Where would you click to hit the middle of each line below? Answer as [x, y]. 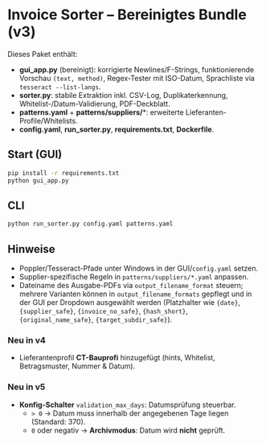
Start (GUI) [35, 154]
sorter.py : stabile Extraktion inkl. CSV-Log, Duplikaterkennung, [123, 95]
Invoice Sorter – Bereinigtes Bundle [127, 15]
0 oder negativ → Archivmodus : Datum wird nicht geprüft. [128, 430]
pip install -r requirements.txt [63, 173]
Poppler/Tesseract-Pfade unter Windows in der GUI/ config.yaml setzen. [139, 268]
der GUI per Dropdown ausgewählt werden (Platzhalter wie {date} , [129, 302]
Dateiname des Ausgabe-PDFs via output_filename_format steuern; [131, 285]
